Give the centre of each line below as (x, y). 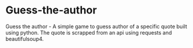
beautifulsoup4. (25, 39)
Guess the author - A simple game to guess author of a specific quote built (96, 26)
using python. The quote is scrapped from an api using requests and (89, 32)
